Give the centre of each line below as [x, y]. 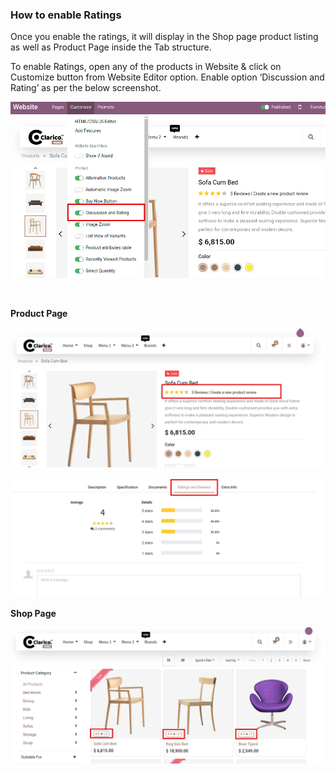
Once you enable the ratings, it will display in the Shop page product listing [164, 37]
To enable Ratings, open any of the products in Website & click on [146, 67]
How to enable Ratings [66, 15]
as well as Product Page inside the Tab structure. [111, 47]
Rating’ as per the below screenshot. [86, 88]
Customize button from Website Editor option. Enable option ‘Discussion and [167, 77]
